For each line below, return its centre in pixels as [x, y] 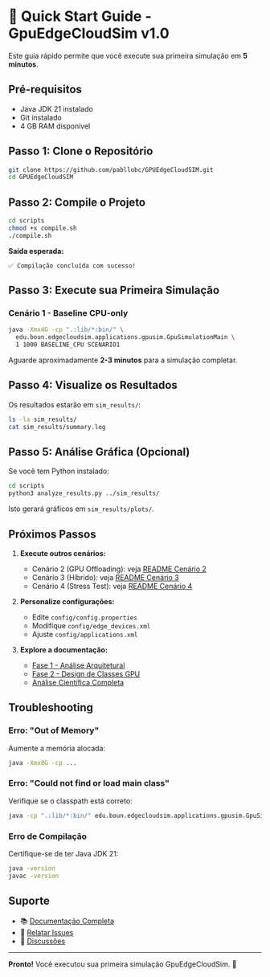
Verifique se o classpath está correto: [70, 801]
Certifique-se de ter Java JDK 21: [63, 854]
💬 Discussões [43, 941]
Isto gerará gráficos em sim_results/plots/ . [82, 509]
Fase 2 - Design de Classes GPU [86, 674]
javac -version [34, 876]
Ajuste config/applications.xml [85, 634]
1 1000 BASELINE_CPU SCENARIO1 [68, 345]
